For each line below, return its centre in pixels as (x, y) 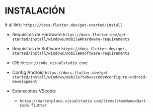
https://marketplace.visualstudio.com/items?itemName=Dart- (84, 101)
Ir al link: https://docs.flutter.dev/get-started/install (64, 25)
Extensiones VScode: (34, 91)
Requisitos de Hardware (37, 34)
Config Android (28, 72)
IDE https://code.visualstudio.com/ (50, 62)
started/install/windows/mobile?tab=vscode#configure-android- (80, 77)
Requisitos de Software (36, 48)
